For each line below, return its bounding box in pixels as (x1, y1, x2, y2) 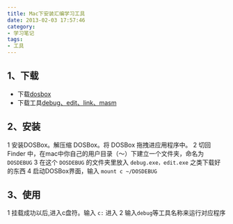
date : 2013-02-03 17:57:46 (7, 17, 86, 24)
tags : (7, 36, 23, 43)
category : (7, 23, 36, 30)
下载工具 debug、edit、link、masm (17, 98, 117, 106)
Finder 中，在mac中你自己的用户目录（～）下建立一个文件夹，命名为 (7, 149, 204, 157)
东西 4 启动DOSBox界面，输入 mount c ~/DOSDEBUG (13, 166, 158, 175)
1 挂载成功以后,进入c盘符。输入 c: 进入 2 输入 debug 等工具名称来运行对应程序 (7, 209, 226, 217)
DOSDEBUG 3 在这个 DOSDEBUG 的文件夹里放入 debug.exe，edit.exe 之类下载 (7, 158, 215, 166)
